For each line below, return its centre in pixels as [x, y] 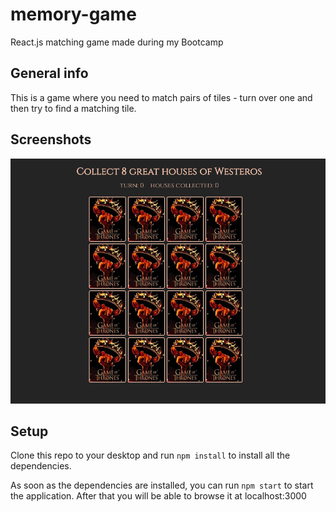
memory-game [73, 14]
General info [49, 73]
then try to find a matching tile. [73, 108]
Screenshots [51, 139]
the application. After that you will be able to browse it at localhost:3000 [158, 496]
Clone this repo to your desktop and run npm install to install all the [150, 455]
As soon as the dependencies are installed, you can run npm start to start [162, 485]
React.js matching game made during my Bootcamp [117, 42]
